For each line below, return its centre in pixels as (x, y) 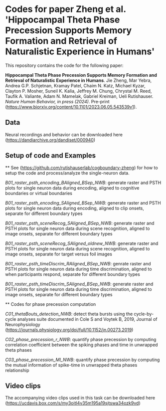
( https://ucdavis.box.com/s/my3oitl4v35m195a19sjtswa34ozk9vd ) (73, 403)
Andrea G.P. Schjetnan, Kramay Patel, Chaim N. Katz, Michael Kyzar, (75, 85)
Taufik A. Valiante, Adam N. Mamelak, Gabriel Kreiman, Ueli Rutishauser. (79, 96)
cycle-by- (144, 314)
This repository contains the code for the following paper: (64, 65)
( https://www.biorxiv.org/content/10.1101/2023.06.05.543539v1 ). (71, 107)
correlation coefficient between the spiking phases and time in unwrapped (82, 345)
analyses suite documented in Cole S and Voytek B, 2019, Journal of (87, 319)
